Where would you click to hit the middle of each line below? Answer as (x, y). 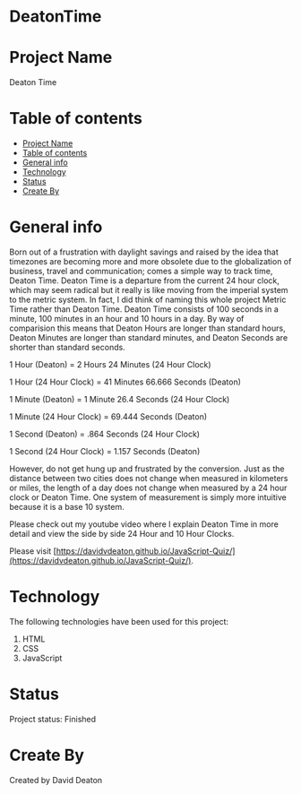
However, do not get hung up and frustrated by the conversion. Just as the (147, 469)
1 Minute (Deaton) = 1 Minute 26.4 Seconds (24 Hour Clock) (120, 399)
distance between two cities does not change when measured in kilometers (149, 478)
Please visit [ (33, 551)
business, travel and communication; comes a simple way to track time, (141, 271)
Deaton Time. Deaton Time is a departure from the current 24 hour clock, (145, 280)
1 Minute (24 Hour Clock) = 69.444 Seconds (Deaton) (108, 417)
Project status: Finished (53, 719)
